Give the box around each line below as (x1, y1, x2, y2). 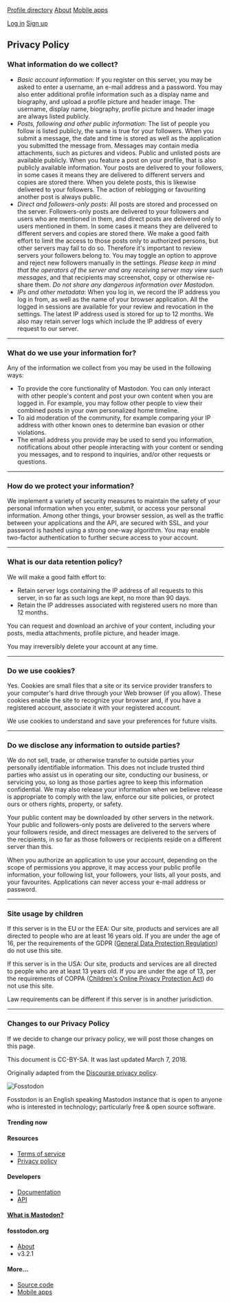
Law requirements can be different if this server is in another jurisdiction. (7, 995, 213, 1003)
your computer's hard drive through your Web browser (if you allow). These (7, 688, 221, 697)
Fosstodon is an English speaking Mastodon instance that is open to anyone (7, 1095, 222, 1103)
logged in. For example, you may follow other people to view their (16, 399, 203, 407)
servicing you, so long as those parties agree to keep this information (7, 778, 203, 786)
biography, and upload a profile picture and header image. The (16, 97, 195, 105)
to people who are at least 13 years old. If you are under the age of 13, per (7, 967, 217, 976)
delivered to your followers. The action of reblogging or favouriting (16, 185, 206, 194)
